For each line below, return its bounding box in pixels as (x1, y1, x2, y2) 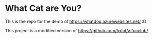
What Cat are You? (5, 3, 82, 14)
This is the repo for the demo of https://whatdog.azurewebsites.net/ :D (5, 19, 147, 24)
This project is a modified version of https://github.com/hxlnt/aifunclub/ (5, 28, 148, 33)
